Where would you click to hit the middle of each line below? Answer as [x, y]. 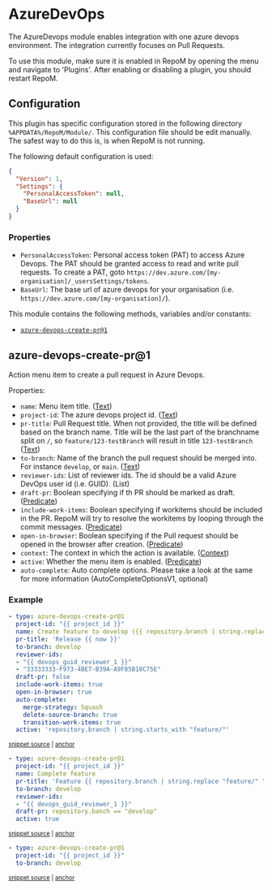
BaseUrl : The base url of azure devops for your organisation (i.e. [127, 290]
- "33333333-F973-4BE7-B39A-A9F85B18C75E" [88, 670]
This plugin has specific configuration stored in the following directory [125, 123]
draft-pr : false [43, 677]
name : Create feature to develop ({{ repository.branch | [116, 632]
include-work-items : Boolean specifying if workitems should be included [141, 509]
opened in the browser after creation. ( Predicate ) [102, 544]
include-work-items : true [59, 685]
